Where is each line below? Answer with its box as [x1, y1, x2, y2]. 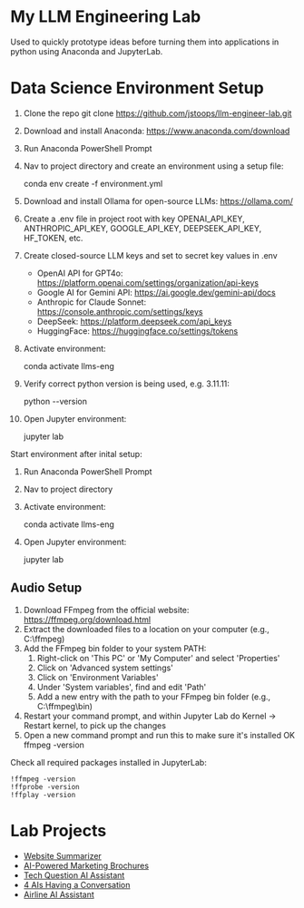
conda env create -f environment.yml [23, 178, 163, 189]
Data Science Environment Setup [10, 78, 264, 99]
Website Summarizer [23, 850, 103, 861]
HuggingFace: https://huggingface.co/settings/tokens [36, 325, 239, 337]
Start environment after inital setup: [10, 448, 143, 459]
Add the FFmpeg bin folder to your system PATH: [23, 642, 207, 654]
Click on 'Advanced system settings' [36, 662, 173, 673]
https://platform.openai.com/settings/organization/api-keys [36, 277, 260, 288]
